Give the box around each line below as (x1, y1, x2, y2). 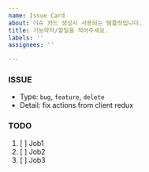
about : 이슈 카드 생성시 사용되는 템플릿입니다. (8, 19, 143, 27)
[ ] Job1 (19, 138, 45, 147)
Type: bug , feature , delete (19, 92, 105, 101)
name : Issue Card (8, 11, 65, 20)
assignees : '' (8, 41, 55, 49)
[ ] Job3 (19, 155, 46, 165)
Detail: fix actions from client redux (19, 101, 134, 110)
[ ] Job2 (19, 147, 46, 156)
